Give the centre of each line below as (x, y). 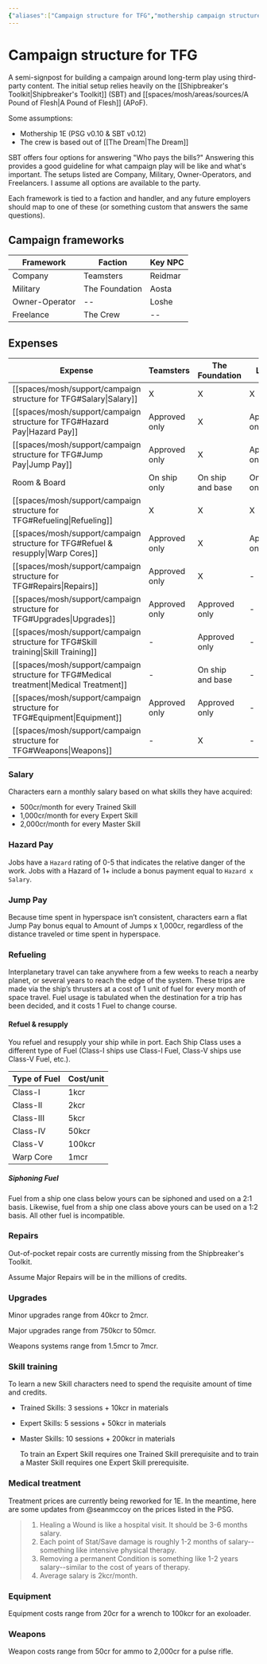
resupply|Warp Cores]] (55, 553)
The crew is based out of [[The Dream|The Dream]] (104, 142)
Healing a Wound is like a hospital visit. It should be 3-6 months (143, 1525)
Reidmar (165, 276)
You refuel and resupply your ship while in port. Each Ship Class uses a (125, 1042)
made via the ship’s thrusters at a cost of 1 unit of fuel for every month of (127, 989)
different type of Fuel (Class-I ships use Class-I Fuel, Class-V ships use (125, 1050)
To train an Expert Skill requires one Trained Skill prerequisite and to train (139, 1454)
